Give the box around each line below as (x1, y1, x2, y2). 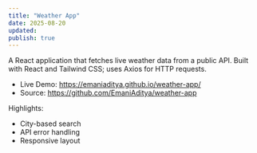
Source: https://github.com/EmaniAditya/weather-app (19, 88, 197, 98)
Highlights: (8, 104, 44, 113)
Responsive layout (19, 136, 81, 146)
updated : (8, 26, 38, 34)
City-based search (19, 119, 81, 128)
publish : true (8, 33, 56, 42)
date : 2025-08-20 (8, 19, 66, 27)
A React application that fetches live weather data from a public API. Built (8, 56, 249, 65)
